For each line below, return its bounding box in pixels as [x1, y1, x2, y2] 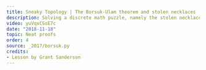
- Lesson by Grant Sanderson [6, 54, 81, 60]
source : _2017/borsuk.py [6, 43, 70, 49]
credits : [6, 49, 29, 55]
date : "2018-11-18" [6, 26, 56, 32]
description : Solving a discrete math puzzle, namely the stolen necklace [6, 15, 202, 21]
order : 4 [6, 37, 29, 43]
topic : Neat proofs [6, 32, 56, 38]
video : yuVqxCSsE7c [6, 20, 56, 26]
